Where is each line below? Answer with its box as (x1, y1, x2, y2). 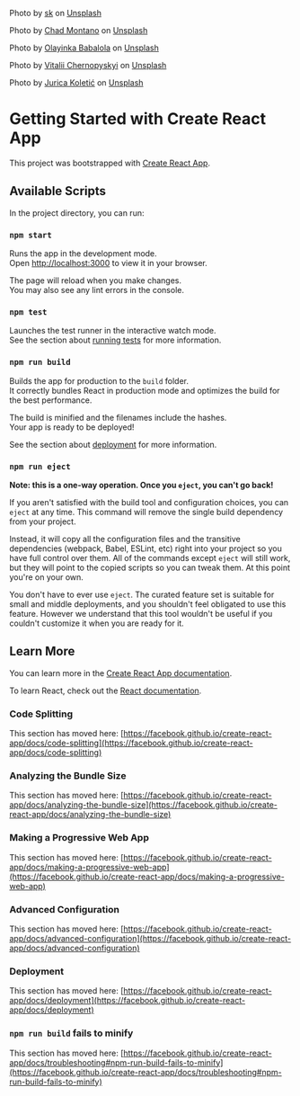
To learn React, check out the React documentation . (9, 685, 202, 696)
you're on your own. (9, 571, 84, 583)
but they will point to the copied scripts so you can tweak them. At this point (9, 562, 290, 573)
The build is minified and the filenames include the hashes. (9, 412, 227, 423)
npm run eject (9, 461, 71, 471)
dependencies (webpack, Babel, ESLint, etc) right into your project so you (9, 543, 283, 554)
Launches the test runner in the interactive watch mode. (9, 325, 217, 336)
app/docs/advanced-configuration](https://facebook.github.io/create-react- (9, 932, 292, 943)
